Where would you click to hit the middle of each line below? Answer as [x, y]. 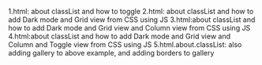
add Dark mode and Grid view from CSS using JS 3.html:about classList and [132, 20]
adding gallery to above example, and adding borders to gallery [111, 53]
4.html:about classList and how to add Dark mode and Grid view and [120, 36]
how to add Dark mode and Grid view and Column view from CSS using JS [129, 28]
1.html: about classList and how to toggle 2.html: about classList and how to [131, 11]
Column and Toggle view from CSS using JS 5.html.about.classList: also [125, 45]
